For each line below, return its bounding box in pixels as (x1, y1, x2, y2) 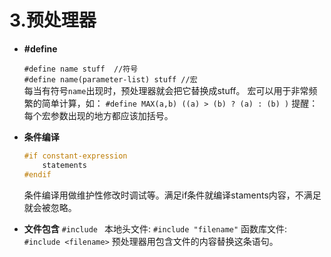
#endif (23, 169, 52, 180)
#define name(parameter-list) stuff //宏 (23, 74, 198, 85)
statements (42, 160, 88, 170)
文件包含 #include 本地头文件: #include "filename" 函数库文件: (23, 222, 288, 235)
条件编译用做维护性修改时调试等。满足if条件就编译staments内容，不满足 (23, 189, 322, 201)
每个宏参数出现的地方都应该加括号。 (23, 109, 174, 121)
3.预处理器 (9, 9, 97, 32)
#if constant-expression (23, 151, 128, 161)
